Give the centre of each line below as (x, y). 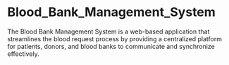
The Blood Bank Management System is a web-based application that (109, 31)
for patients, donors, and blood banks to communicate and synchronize (111, 46)
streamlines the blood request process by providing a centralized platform (114, 38)
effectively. (24, 54)
